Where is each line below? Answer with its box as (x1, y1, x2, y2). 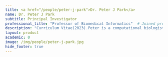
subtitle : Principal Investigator (5, 16, 77, 21)
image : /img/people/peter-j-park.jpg (5, 40, 84, 45)
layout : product (5, 30, 39, 35)
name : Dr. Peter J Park (5, 12, 55, 17)
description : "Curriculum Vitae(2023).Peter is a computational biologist (5, 26, 164, 31)
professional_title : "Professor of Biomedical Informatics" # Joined (5, 21, 155, 26)
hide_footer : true (5, 44, 43, 49)
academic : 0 (5, 35, 30, 40)
